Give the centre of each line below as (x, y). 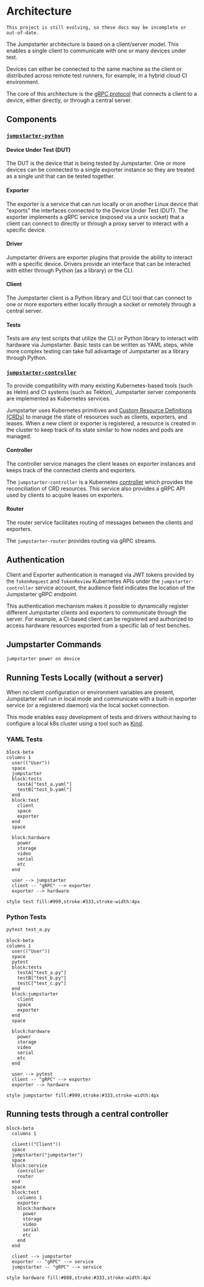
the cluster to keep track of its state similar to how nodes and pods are (95, 430)
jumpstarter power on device (43, 658)
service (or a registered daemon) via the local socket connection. (88, 705)
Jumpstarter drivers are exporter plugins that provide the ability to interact (100, 257)
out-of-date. (23, 33)
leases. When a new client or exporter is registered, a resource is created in (101, 423)
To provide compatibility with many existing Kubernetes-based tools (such (100, 385)
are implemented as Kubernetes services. (58, 398)
